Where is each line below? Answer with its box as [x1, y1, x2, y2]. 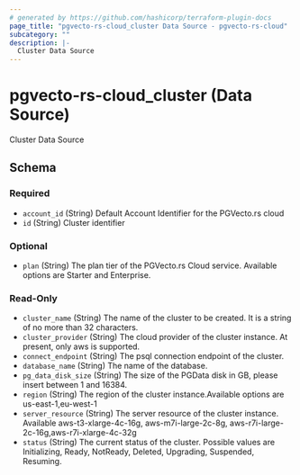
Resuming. [22, 456, 62, 467]
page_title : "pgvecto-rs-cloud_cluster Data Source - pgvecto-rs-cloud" [9, 22, 288, 31]
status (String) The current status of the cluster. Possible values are [22, 437, 276, 448]
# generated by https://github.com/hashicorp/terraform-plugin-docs [9, 13, 272, 22]
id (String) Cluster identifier [22, 217, 125, 228]
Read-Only [9, 291, 59, 304]
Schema [9, 160, 57, 175]
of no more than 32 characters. [22, 322, 139, 333]
